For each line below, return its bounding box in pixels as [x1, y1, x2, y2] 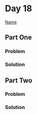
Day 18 [5, 3, 32, 14]
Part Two [5, 76, 33, 85]
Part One [5, 33, 32, 42]
